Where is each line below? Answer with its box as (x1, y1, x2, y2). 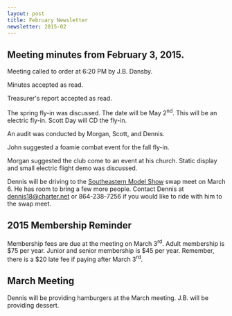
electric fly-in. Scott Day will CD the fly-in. (7, 116, 127, 124)
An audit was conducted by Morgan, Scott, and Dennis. (7, 129, 165, 138)
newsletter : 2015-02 (7, 23, 67, 30)
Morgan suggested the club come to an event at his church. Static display (7, 156, 217, 165)
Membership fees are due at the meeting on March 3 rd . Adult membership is (7, 238, 225, 247)
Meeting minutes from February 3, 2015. (7, 49, 185, 60)
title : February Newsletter (7, 17, 89, 24)
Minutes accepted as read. (7, 81, 84, 89)
